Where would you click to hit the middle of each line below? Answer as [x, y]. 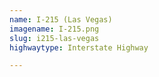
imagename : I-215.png [54, 29]
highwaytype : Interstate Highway [79, 47]
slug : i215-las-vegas [54, 38]
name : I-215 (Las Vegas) [61, 19]
